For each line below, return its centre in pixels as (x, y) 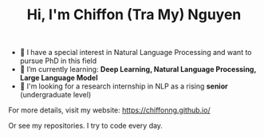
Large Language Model (59, 77)
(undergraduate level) (55, 94)
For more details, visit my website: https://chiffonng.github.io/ (109, 110)
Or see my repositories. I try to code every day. (86, 125)
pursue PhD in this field (58, 61)
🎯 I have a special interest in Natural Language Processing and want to (136, 52)
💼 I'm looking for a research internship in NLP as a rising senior (124, 86)
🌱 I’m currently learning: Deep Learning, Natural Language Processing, (138, 69)
